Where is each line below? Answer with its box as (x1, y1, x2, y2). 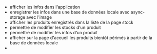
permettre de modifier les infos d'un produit (9, 30, 98, 35)
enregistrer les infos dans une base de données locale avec (9, 9, 130, 15)
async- (131, 9, 145, 15)
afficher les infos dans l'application (9, 4, 80, 10)
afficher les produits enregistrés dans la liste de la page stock (9, 19, 134, 25)
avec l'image (26, 14, 52, 20)
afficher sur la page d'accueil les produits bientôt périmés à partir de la (9, 35, 153, 40)
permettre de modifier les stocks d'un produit (9, 25, 101, 30)
